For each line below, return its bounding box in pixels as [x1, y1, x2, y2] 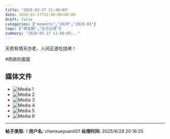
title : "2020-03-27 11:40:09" [5, 7, 69, 13]
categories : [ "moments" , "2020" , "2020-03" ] [5, 21, 96, 27]
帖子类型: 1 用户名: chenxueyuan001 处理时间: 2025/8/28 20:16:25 [5, 128, 144, 134]
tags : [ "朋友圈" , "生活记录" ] [5, 26, 62, 31]
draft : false [5, 17, 33, 22]
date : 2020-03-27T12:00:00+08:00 [5, 12, 76, 17]
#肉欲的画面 [5, 56, 30, 62]
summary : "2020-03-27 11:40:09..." [5, 31, 80, 36]
